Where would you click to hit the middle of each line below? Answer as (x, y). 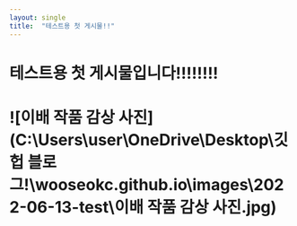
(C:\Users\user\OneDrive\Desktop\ (142, 139)
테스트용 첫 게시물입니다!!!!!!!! (114, 73)
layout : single (38, 17)
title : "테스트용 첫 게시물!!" (62, 26)
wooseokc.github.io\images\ (144, 184)
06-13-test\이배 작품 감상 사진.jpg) (152, 207)
